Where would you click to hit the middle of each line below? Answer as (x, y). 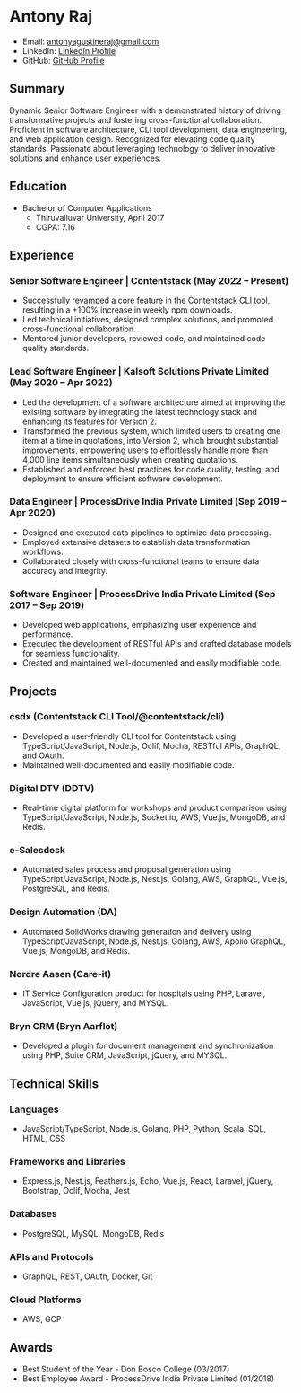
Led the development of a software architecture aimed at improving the (154, 402)
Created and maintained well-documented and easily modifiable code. (152, 663)
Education (39, 186)
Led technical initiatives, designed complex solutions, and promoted (148, 320)
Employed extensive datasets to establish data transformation (136, 542)
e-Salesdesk (37, 851)
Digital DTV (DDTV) (52, 788)
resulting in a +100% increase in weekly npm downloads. (127, 310)
